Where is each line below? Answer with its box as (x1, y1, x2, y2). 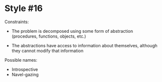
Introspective (11, 66, 38, 72)
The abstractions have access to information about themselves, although (11, 42, 158, 48)
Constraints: (4, 19, 29, 25)
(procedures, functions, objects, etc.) (11, 33, 86, 39)
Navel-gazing (11, 71, 39, 77)
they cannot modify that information (11, 48, 83, 54)
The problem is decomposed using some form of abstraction (11, 28, 133, 34)
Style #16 (4, 3, 43, 14)
